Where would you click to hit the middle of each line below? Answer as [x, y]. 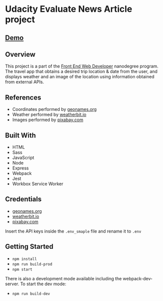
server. [12, 284]
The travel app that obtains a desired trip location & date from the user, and [81, 71]
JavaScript [23, 158]
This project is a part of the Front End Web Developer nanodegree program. [82, 66]
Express [20, 168]
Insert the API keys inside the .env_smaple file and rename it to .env [73, 231]
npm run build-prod [32, 264]
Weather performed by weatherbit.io [49, 115]
